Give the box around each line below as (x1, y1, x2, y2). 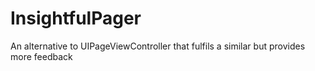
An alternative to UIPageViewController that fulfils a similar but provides (10, 40, 306, 52)
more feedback (10, 50, 73, 62)
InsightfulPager (10, 7, 142, 30)
